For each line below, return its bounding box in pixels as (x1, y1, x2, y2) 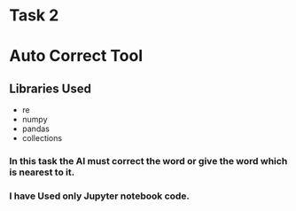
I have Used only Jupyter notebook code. (9, 190, 191, 202)
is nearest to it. (9, 166, 75, 178)
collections (21, 133, 63, 144)
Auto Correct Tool (9, 46, 144, 66)
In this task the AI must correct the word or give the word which (9, 155, 288, 168)
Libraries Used (9, 81, 91, 96)
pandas (21, 123, 51, 134)
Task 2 (9, 5, 59, 26)
